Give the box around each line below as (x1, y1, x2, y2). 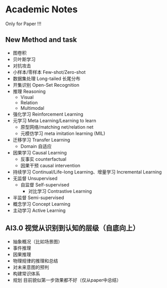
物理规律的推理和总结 (12, 258, 58, 264)
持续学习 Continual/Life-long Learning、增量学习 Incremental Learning (12, 168, 162, 175)
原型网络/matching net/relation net (20, 124, 94, 130)
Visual (20, 94, 34, 100)
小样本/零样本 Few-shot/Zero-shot (12, 69, 86, 75)
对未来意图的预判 (12, 264, 49, 270)
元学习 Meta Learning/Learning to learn (12, 117, 97, 124)
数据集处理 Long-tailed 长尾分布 (12, 75, 81, 82)
